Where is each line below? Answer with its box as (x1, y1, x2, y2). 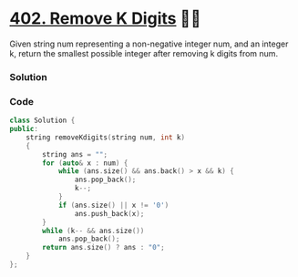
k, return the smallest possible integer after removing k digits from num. (9, 47, 279, 58)
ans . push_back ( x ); (74, 209, 145, 218)
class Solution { (9, 116, 76, 126)
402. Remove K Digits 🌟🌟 (9, 8, 202, 29)
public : (9, 125, 39, 134)
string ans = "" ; (42, 149, 108, 159)
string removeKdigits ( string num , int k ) (26, 132, 185, 142)
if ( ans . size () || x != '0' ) (57, 200, 170, 210)
